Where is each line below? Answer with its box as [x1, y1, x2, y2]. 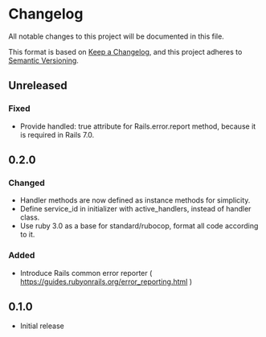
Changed [8, 177, 46, 188]
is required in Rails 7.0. [19, 129, 95, 139]
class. [19, 212, 40, 222]
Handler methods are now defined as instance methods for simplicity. [19, 195, 251, 205]
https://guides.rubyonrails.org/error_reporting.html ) [19, 277, 193, 286]
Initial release [19, 321, 64, 331]
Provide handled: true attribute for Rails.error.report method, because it [19, 121, 256, 131]
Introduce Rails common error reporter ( [19, 268, 153, 277]
